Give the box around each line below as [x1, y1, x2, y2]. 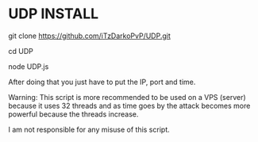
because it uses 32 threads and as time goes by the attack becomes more [8, 101, 251, 110]
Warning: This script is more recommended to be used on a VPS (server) [8, 92, 246, 102]
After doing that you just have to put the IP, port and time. [8, 77, 196, 86]
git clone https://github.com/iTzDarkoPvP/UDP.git [8, 31, 171, 40]
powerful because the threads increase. [8, 109, 139, 119]
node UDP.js [8, 61, 49, 71]
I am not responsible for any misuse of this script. [8, 125, 170, 134]
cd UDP [8, 46, 33, 56]
